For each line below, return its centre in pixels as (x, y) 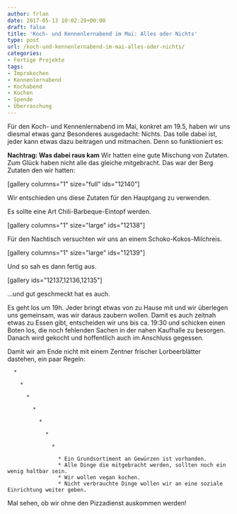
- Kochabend (25, 86)
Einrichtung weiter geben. (47, 490)
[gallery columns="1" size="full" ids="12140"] (74, 184)
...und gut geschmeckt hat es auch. (59, 294)
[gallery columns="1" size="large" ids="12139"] (76, 252)
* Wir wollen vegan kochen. (99, 477)
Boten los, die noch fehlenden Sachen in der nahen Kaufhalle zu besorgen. (116, 330)
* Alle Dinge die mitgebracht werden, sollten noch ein (142, 465)
